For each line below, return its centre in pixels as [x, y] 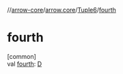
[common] [22, 56]
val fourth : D [25, 64]
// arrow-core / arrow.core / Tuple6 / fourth [61, 10]
